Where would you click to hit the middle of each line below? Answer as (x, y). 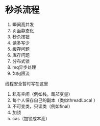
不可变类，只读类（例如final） (42, 106)
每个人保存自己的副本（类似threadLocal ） (55, 100)
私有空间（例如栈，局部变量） (42, 94)
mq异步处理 (24, 67)
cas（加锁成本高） (31, 118)
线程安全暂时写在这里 (26, 84)
